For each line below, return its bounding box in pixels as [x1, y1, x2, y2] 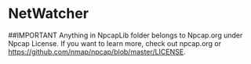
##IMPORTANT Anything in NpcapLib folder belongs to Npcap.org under [8, 30, 243, 40]
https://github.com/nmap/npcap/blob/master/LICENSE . [8, 47, 186, 56]
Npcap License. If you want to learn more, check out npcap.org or [8, 38, 222, 48]
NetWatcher [8, 5, 89, 23]
